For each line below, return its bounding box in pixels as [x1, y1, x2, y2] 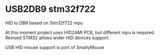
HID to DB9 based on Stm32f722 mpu [5, 20, 83, 26]
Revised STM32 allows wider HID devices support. [5, 35, 109, 41]
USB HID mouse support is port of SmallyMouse [5, 44, 104, 50]
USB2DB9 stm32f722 [5, 3, 96, 15]
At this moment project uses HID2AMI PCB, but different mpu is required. [5, 29, 155, 35]
